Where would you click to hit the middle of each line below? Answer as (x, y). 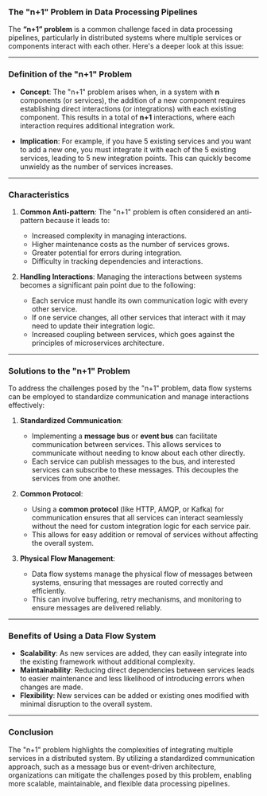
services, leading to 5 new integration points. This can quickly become (135, 158)
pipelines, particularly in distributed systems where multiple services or (125, 37)
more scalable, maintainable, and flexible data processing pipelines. (119, 783)
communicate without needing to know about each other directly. (138, 453)
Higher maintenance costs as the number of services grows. (130, 244)
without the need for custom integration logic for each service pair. (141, 526)
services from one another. (76, 478)
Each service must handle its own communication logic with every (140, 300)
